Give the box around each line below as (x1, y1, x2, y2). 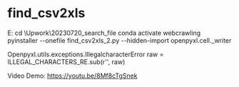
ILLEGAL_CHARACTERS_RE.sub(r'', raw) (7, 57, 126, 66)
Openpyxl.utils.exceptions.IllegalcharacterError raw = (7, 50, 164, 58)
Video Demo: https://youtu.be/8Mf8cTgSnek (7, 71, 138, 80)
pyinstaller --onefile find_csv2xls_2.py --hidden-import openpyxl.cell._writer (7, 36, 232, 44)
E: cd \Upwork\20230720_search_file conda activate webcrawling (7, 29, 201, 37)
